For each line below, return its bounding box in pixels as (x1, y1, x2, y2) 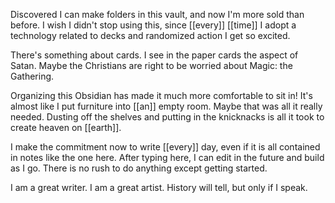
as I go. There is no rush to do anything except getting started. (10, 162, 268, 174)
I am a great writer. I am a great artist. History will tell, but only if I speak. (10, 182, 308, 193)
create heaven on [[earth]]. (10, 122, 122, 133)
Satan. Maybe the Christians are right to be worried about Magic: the (10, 60, 293, 71)
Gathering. (10, 70, 55, 82)
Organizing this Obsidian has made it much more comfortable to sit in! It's (10, 90, 313, 101)
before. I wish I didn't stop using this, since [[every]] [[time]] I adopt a (10, 19, 297, 31)
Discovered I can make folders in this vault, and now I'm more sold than (10, 9, 305, 20)
